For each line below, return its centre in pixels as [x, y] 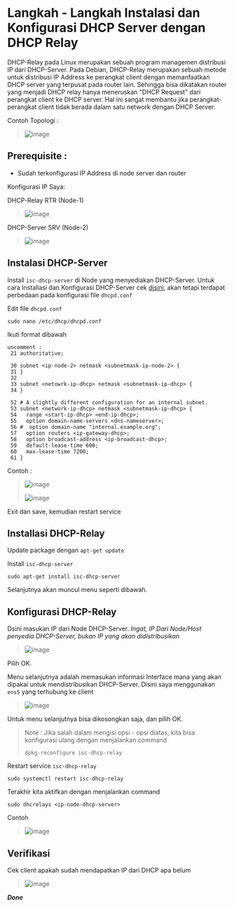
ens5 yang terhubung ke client [50, 692]
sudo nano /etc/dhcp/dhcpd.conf [54, 321]
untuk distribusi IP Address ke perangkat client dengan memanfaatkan [109, 77]
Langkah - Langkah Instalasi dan [104, 13]
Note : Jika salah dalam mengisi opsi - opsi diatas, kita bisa [110, 733]
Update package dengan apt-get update [66, 550]
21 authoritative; [37, 353]
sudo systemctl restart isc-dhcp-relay [66, 779]
